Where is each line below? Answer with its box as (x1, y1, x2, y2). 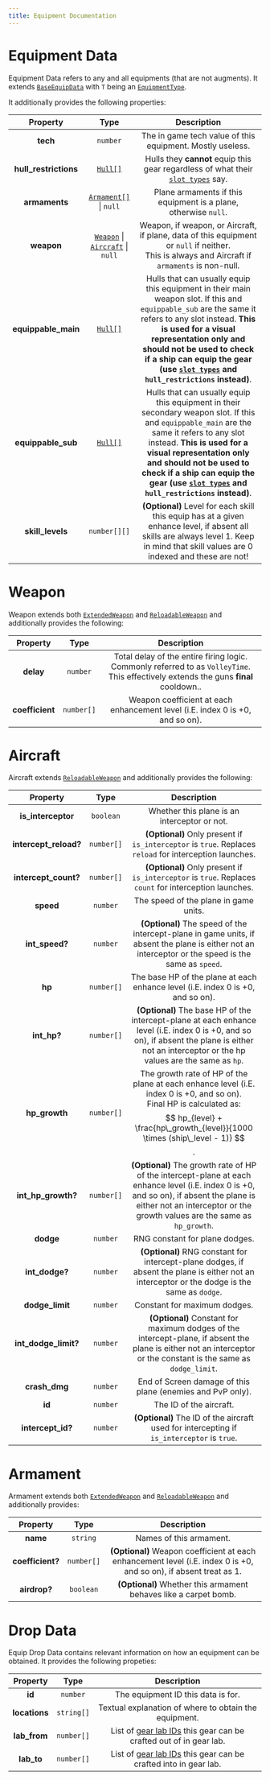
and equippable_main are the (144, 416, 252, 427)
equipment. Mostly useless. (146, 140, 251, 151)
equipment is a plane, (157, 196, 239, 208)
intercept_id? (21, 1423, 73, 1434)
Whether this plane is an (148, 806, 239, 817)
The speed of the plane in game (133, 895, 255, 907)
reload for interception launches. (132, 849, 256, 860)
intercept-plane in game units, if (133, 928, 256, 940)
